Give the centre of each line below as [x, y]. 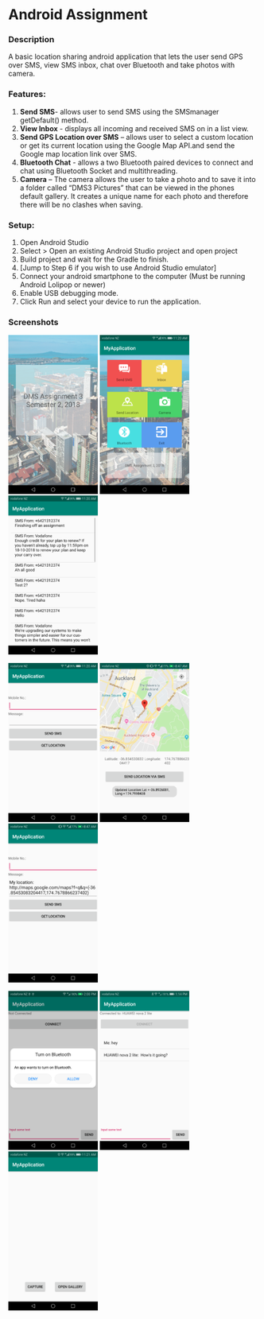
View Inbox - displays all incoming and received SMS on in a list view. [134, 128]
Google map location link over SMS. [78, 153]
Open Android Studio [54, 242]
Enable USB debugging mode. [69, 293]
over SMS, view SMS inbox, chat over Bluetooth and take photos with [122, 65]
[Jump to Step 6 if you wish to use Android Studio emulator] [118, 268]
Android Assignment [78, 15]
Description [31, 40]
